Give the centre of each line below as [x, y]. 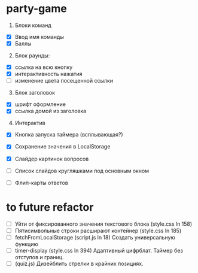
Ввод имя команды [39, 37]
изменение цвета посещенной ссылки [64, 81]
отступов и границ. [39, 257]
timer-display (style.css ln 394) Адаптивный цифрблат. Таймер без [99, 250]
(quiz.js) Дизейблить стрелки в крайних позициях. [79, 263]
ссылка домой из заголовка [51, 111]
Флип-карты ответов [42, 183]
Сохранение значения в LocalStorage [63, 147]
